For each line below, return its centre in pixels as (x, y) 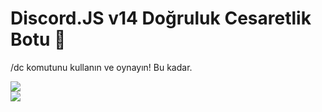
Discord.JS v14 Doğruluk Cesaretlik (161, 18)
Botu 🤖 (38, 39)
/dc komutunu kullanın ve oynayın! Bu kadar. (101, 67)
